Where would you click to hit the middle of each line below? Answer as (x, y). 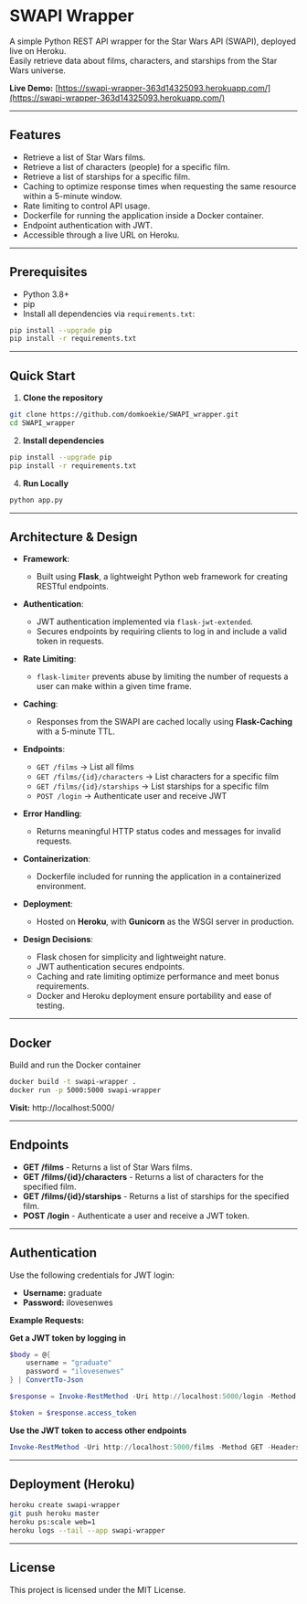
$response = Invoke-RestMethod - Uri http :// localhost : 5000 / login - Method (153, 1397)
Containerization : (57, 859)
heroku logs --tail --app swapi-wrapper (88, 1531)
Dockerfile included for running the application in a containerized (159, 876)
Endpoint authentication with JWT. (88, 225)
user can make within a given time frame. (114, 686)
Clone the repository (63, 398)
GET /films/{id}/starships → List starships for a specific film (153, 786)
